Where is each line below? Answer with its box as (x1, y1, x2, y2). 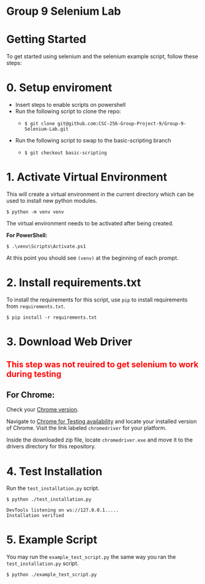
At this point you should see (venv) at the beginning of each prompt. (6, 254, 179, 262)
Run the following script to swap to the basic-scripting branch (15, 137, 171, 144)
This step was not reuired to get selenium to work (6, 359, 199, 370)
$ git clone (24, 121, 55, 127)
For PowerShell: (6, 232, 48, 239)
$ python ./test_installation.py (6, 496, 92, 503)
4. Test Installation (6, 464, 103, 478)
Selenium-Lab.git (24, 126, 69, 133)
